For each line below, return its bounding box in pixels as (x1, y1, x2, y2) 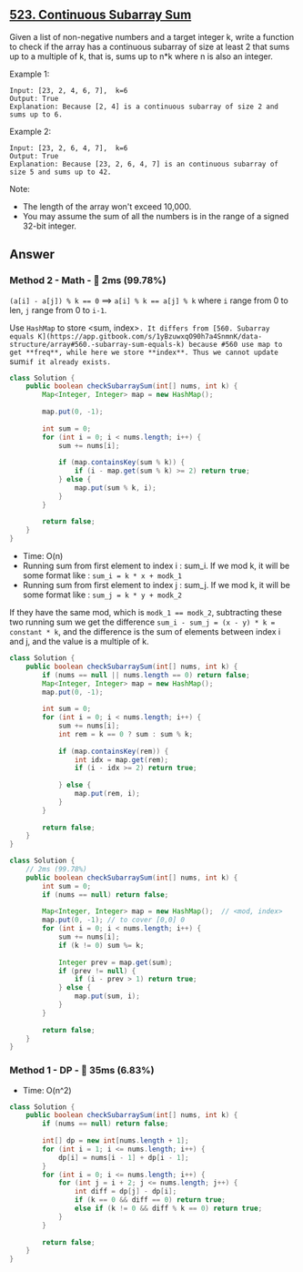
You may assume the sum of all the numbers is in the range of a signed (22, 210, 289, 221)
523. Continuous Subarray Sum (9, 7, 192, 23)
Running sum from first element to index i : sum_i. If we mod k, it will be (22, 560, 290, 571)
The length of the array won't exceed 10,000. (22, 200, 192, 212)
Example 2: (9, 126, 52, 137)
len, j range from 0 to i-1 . (9, 304, 107, 315)
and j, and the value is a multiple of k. (9, 636, 149, 646)
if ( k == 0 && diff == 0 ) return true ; (74, 1196, 226, 1205)
